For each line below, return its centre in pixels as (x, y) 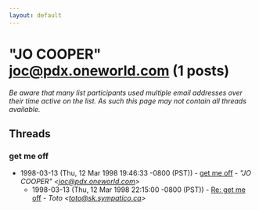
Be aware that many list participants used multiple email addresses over (126, 92)
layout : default (35, 15)
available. (25, 109)
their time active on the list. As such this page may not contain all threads (128, 101)
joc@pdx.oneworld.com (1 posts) (119, 71)
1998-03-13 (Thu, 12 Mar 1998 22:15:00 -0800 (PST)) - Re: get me (138, 190)
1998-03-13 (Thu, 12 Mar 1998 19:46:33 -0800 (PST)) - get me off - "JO (135, 173)
